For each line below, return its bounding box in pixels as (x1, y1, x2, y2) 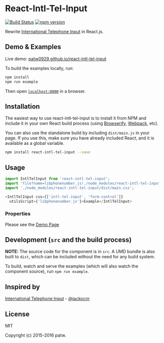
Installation (5, 102, 40, 111)
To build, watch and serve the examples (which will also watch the (5, 263, 138, 269)
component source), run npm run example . (5, 269, 89, 274)
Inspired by (5, 282, 40, 291)
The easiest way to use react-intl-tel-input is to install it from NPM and (5, 115, 146, 121)
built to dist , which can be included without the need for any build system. (5, 254, 155, 260)
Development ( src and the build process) (5, 236, 132, 244)
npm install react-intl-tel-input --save (5, 150, 91, 155)
